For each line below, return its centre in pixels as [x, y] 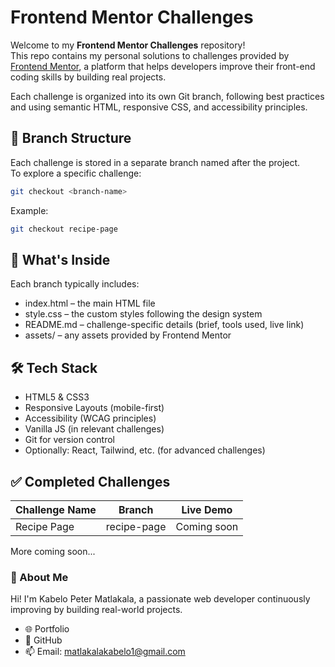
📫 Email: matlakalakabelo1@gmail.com [105, 652]
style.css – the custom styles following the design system [143, 314]
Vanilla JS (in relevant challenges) [94, 429]
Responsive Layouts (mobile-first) [94, 408]
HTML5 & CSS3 [57, 397]
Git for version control [70, 440]
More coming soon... [53, 551]
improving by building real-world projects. [96, 610]
